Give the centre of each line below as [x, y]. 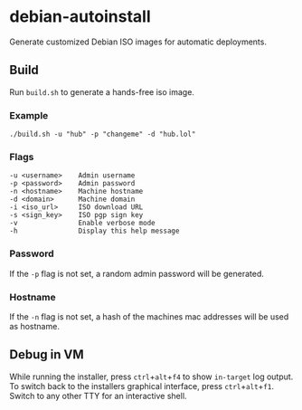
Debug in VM [47, 355]
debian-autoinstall [80, 17]
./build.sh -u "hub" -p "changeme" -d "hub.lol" [103, 134]
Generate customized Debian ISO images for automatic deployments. [138, 42]
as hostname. [35, 326]
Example [29, 115]
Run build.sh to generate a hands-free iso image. [102, 91]
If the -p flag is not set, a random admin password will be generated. [137, 273]
